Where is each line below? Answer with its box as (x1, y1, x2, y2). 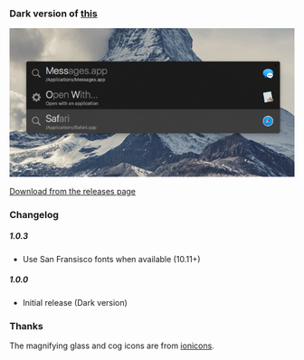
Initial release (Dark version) (22, 297, 128, 308)
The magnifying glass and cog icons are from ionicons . (9, 340, 214, 351)
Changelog (9, 208, 59, 221)
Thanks (9, 319, 43, 332)
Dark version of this (9, 7, 98, 20)
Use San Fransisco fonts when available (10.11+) (22, 253, 201, 264)
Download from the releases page (9, 185, 136, 196)
